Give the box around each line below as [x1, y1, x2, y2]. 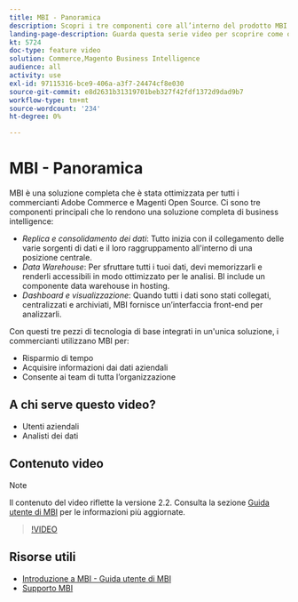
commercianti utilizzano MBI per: [9, 335, 130, 347]
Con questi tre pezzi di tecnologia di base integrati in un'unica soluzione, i [9, 326, 279, 337]
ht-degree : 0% [9, 112, 62, 121]
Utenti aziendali [21, 421, 80, 431]
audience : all [9, 63, 62, 72]
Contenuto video [9, 456, 104, 471]
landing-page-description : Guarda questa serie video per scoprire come [9, 29, 284, 38]
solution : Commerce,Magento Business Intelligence [9, 54, 200, 63]
